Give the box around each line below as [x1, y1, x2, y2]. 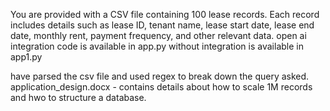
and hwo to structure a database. [10, 92, 147, 103]
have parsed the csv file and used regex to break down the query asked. [10, 70, 310, 82]
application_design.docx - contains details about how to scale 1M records [10, 81, 313, 93]
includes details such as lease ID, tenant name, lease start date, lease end [10, 19, 315, 31]
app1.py [10, 51, 43, 63]
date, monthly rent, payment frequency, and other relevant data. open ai [10, 30, 307, 41]
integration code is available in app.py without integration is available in [10, 40, 304, 52]
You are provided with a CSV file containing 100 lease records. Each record [10, 9, 320, 20]
